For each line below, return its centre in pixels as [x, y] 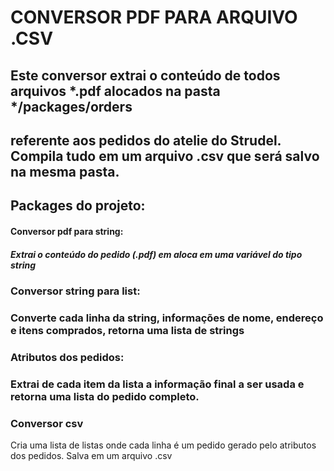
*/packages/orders [71, 106]
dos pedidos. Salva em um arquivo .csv [91, 455]
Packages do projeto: [78, 206]
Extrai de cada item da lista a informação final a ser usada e [157, 384]
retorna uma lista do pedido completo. [105, 396]
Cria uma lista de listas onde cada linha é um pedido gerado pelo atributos [163, 445]
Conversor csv [47, 423]
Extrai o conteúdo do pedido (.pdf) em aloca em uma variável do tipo [156, 254]
